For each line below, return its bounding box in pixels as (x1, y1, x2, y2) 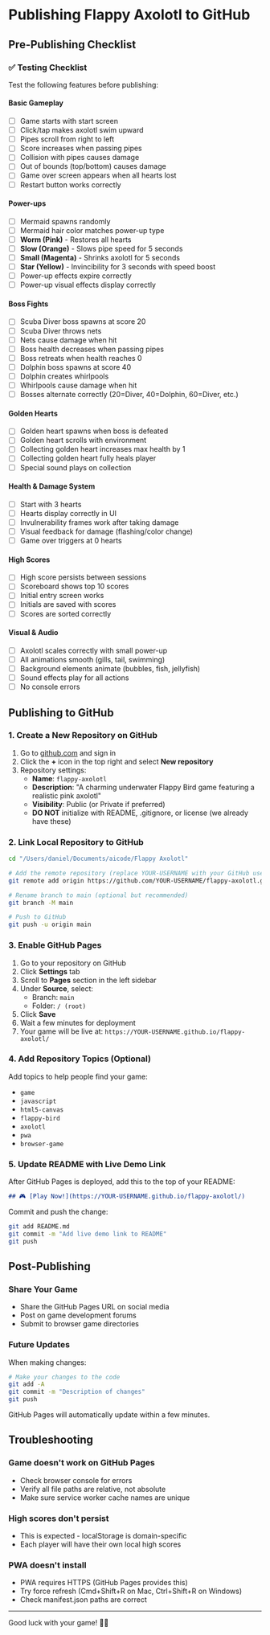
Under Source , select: (19, 983, 94, 994)
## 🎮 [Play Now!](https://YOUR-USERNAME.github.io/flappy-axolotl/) (8, 1192, 246, 1201)
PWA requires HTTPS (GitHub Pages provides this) (19, 1578, 189, 1588)
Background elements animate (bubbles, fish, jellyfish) (19, 663, 201, 673)
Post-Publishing (8, 1260, 91, 1273)
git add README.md (8, 1222, 70, 1231)
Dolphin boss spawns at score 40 (19, 362, 131, 371)
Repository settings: (19, 765, 87, 775)
